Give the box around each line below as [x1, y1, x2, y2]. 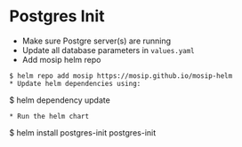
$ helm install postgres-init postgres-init [9, 127, 157, 138]
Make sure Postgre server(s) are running [21, 35, 172, 46]
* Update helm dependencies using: [9, 79, 141, 88]
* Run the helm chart [9, 112, 90, 120]
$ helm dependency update [9, 95, 111, 105]
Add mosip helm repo [21, 54, 101, 65]
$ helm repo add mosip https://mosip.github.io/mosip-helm [9, 71, 233, 81]
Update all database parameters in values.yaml [21, 44, 196, 55]
